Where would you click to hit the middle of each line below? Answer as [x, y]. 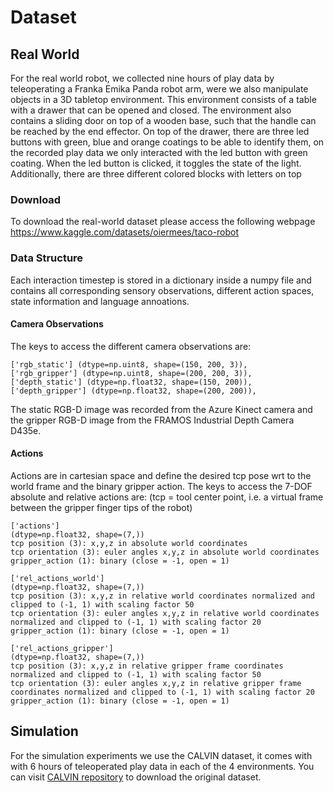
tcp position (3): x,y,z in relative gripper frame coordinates [147, 666]
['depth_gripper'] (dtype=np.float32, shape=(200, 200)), [133, 391]
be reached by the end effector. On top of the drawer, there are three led [160, 131]
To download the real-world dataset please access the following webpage [163, 222]
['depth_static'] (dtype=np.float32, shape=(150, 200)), [131, 382]
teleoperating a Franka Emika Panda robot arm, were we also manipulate [159, 89]
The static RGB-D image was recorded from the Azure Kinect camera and [161, 409]
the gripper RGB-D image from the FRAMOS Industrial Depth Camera [152, 420]
